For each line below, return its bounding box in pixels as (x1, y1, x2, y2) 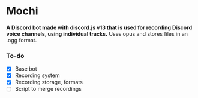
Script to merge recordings (14, 85, 82, 93)
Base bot (14, 65, 37, 72)
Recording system (14, 72, 60, 79)
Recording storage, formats (14, 79, 83, 86)
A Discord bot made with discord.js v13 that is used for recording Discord (6, 24, 193, 31)
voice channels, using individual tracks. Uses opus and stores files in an (6, 30, 188, 37)
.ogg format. (6, 36, 37, 44)
